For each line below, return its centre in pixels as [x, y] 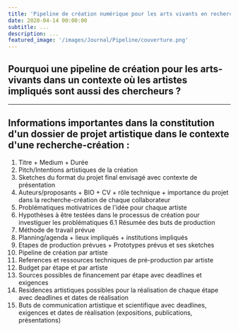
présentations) [40, 320]
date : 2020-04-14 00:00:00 [48, 21]
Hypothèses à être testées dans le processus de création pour [109, 215]
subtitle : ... [29, 27]
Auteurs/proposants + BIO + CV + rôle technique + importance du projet [123, 192]
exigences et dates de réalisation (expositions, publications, [105, 313]
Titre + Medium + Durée [53, 162]
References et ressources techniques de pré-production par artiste [116, 260]
